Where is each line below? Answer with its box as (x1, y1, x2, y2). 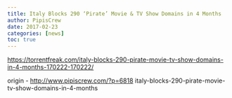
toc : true (7, 36, 37, 43)
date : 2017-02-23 (7, 23, 58, 30)
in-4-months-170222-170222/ (7, 63, 94, 71)
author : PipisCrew (7, 17, 61, 24)
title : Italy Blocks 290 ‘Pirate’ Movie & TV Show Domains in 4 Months (7, 10, 221, 17)
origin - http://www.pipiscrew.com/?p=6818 (7, 76, 134, 85)
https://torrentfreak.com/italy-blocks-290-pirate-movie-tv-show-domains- (7, 55, 224, 64)
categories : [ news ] (7, 29, 65, 37)
